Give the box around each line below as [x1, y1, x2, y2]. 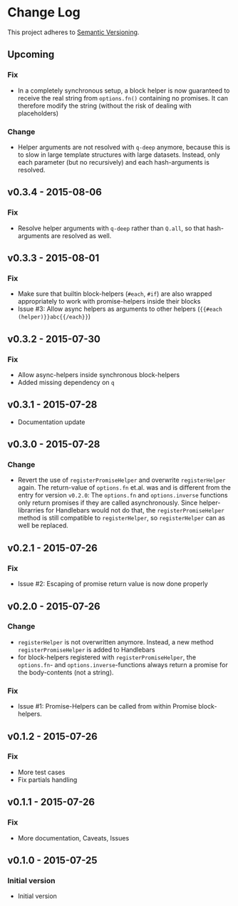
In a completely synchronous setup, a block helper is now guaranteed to [17, 86, 230, 95]
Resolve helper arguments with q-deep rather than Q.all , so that [17, 224, 205, 232]
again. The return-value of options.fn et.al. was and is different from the [17, 483, 232, 492]
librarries [17, 506, 45, 515]
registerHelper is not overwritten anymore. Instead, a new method [17, 637, 214, 646]
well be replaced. [17, 521, 69, 530]
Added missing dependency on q [17, 378, 115, 386]
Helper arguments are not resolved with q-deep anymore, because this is [17, 143, 230, 151]
